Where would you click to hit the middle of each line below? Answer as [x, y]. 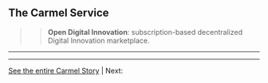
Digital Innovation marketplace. [99, 40]
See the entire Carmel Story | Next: [66, 70]
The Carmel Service [59, 13]
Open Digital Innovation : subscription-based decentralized [145, 32]
